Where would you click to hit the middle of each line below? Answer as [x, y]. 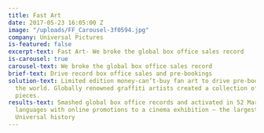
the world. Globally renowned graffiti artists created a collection [131, 88]
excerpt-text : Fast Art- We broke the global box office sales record [126, 52]
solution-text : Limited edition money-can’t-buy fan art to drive [119, 81]
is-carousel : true [38, 59]
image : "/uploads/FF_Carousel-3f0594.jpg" [79, 30]
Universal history [46, 117]
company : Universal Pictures [56, 37]
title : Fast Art [35, 15]
